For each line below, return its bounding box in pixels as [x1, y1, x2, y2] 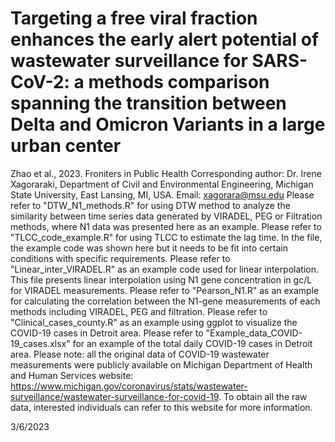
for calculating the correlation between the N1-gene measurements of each [10, 295, 321, 307]
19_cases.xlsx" [10, 337, 71, 349]
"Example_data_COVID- [205, 327, 303, 339]
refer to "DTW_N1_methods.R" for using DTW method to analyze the [10, 199, 291, 211]
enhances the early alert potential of [10, 28, 320, 51]
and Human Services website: [10, 369, 134, 381]
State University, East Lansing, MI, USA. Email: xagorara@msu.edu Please [10, 188, 315, 201]
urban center [10, 135, 122, 157]
